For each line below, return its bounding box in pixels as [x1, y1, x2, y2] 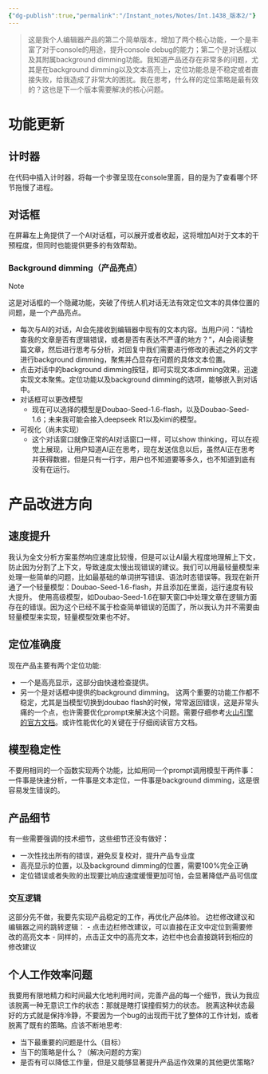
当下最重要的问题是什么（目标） [19, 1037, 125, 1047]
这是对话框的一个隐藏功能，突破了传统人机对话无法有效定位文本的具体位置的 [8, 297, 260, 307]
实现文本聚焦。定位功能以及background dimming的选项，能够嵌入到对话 [19, 375, 258, 384]
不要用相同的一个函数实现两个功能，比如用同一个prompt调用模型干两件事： [8, 766, 256, 775]
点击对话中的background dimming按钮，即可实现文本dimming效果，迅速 [19, 364, 258, 374]
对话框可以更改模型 [19, 394, 84, 404]
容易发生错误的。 [8, 786, 65, 795]
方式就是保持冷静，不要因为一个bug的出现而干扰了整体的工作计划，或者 [22, 1011, 259, 1020]
